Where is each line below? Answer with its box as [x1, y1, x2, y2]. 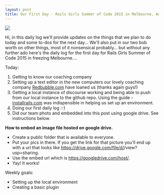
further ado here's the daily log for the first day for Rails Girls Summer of [5, 50, 151, 56]
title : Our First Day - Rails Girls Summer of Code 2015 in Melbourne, [5, 12, 154, 17]
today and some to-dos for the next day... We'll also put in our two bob [5, 39, 147, 45]
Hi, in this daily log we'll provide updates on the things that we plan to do [5, 34, 151, 40]
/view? [123, 144, 138, 150]
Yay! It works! [12, 160, 40, 166]
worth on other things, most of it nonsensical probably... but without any [5, 44, 150, 50]
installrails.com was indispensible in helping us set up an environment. [12, 99, 154, 105]
